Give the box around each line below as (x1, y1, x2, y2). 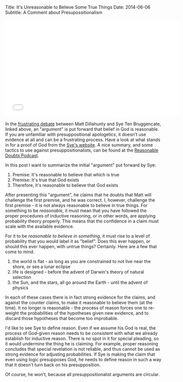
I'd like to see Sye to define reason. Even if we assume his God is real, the (5, 325, 156, 331)
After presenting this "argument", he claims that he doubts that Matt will (5, 192, 152, 198)
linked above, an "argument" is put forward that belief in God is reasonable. (5, 126, 159, 132)
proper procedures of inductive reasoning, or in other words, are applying (5, 213, 156, 218)
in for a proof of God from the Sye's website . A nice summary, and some (5, 142, 153, 148)
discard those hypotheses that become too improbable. (5, 316, 119, 321)
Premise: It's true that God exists (12, 177, 79, 183)
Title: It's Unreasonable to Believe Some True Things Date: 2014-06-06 (5, 4, 151, 10)
